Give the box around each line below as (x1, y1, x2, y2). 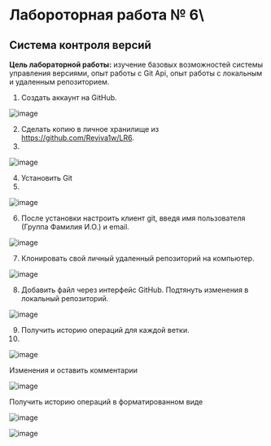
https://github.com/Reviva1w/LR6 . (20, 133, 135, 142)
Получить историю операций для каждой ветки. (20, 326, 190, 334)
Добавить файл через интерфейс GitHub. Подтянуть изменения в (20, 285, 249, 295)
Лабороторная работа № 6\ (9, 6, 204, 24)
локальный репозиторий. (20, 294, 109, 303)
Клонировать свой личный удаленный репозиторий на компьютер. (20, 254, 255, 263)
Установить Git (20, 173, 72, 182)
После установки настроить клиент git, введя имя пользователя (20, 213, 246, 223)
